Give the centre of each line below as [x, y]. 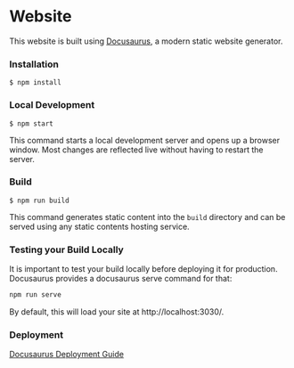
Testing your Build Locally [67, 249]
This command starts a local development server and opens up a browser [145, 140]
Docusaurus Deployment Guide [67, 355]
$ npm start [31, 123]
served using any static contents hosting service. [99, 226]
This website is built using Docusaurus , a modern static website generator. [146, 41]
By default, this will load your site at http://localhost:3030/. [117, 312]
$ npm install [36, 83]
